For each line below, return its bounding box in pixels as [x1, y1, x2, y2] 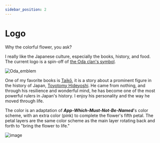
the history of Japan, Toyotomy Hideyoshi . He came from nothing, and [5, 82, 145, 88]
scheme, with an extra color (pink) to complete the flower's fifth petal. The [5, 112, 154, 118]
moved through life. [5, 98, 44, 104]
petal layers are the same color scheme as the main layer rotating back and [5, 117, 155, 124]
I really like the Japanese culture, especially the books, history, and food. [5, 53, 151, 59]
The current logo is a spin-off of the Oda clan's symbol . [5, 59, 116, 64]
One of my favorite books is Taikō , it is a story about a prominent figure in [5, 77, 152, 83]
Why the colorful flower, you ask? [5, 44, 72, 50]
